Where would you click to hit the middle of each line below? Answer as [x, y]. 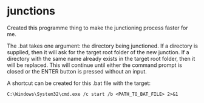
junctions [31, 11]
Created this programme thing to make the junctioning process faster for [97, 28]
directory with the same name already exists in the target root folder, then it [101, 58]
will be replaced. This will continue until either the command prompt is [95, 65]
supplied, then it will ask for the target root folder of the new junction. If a [98, 52]
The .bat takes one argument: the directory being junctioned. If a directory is [102, 46]
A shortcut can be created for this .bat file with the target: [79, 83]
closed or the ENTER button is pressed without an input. [77, 71]
